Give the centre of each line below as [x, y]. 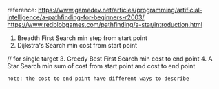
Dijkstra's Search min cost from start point [77, 45]
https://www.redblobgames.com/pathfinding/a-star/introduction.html [105, 24]
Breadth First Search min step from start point [82, 38]
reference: [22, 10]
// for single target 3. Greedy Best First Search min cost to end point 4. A [110, 59]
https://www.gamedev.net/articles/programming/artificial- [120, 10]
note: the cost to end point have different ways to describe [98, 79]
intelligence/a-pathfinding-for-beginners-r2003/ [76, 17]
